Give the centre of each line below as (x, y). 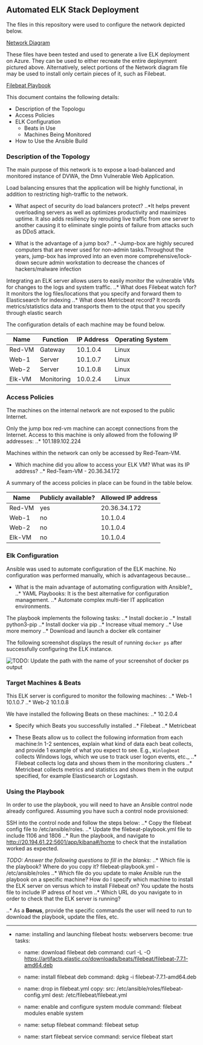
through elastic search (34, 313)
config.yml (37, 995)
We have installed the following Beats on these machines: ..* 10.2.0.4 (92, 714)
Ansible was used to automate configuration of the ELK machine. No (91, 569)
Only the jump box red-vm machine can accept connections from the (92, 429)
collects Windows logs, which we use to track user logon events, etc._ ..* (106, 757)
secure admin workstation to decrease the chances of (98, 263)
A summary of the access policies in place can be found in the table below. (100, 483)
